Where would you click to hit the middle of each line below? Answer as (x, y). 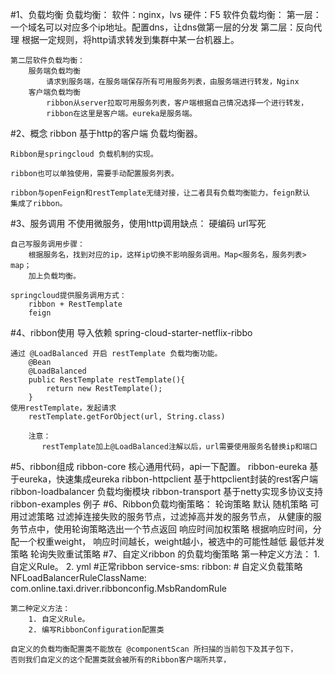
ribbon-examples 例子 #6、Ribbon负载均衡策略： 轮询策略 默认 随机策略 (159, 504)
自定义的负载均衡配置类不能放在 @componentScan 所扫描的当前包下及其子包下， (154, 649)
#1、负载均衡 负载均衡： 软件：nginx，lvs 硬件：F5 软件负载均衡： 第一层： (166, 14)
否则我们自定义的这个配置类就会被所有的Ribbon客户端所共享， (121, 660)
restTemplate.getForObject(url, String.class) (127, 417)
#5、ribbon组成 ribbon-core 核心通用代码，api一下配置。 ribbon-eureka (159, 466)
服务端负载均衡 (54, 71)
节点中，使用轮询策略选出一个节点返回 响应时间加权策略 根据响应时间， (165, 529)
